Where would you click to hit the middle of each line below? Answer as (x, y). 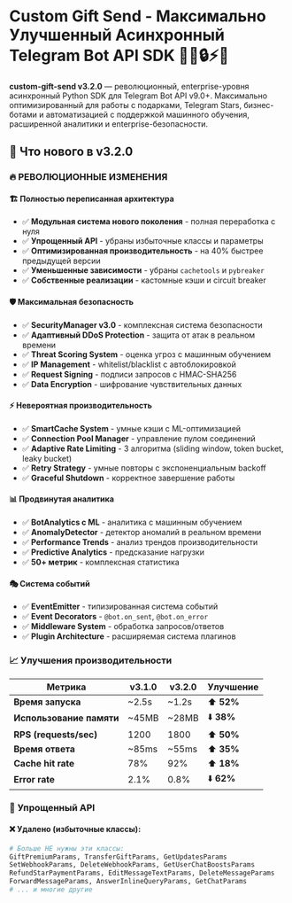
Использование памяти (66, 718)
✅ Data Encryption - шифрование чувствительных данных (132, 384)
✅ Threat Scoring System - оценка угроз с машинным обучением (146, 354)
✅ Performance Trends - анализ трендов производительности (140, 542)
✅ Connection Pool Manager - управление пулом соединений (138, 438)
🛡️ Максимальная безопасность (72, 302)
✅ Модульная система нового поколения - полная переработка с (149, 222)
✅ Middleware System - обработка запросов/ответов (123, 627)
